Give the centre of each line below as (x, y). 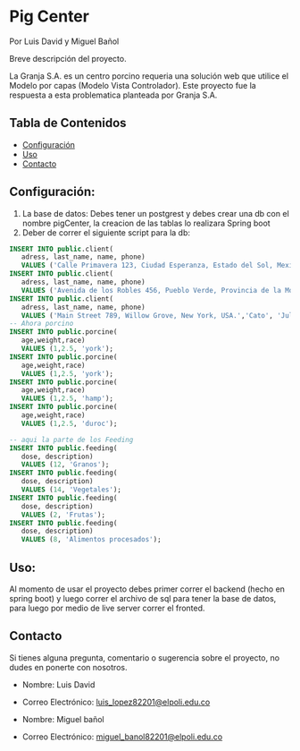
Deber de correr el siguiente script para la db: (106, 232)
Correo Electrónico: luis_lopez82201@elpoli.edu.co (116, 702)
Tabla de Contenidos (68, 123)
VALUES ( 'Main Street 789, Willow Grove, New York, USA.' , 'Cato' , (147, 315)
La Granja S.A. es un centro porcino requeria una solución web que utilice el (149, 76)
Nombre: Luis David (58, 684)
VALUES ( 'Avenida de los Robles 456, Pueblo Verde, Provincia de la (151, 290)
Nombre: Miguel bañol (63, 719)
